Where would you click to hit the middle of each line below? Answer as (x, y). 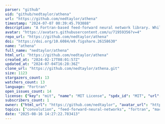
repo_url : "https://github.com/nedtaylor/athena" (57, 37)
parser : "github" (23, 10)
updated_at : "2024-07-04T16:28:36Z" (42, 64)
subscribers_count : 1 (27, 101)
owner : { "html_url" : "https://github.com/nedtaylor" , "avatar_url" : (77, 105)
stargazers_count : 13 (27, 78)
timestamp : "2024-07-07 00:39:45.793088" (48, 23)
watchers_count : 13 (25, 82)
